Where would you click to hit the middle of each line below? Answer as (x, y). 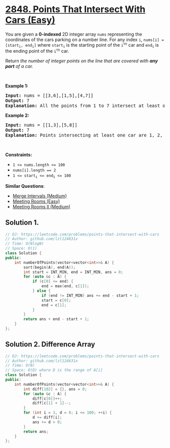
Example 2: (17, 116)
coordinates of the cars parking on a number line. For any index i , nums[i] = (85, 40)
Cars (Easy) (30, 20)
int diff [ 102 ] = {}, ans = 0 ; (55, 389)
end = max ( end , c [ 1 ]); (65, 286)
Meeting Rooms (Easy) (36, 201)
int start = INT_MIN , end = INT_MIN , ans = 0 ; (73, 272)
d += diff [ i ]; (47, 418)
